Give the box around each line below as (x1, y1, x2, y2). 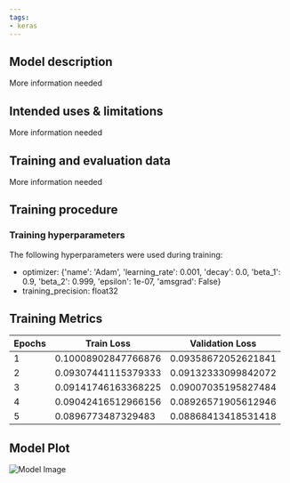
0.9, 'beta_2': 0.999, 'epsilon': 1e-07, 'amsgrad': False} (21, 276, 222, 286)
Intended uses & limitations (9, 103, 164, 118)
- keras (9, 21, 38, 30)
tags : (9, 12, 29, 22)
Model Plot (9, 440, 70, 455)
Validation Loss (189, 337, 257, 350)
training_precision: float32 (21, 286, 118, 296)
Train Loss (85, 337, 131, 350)
